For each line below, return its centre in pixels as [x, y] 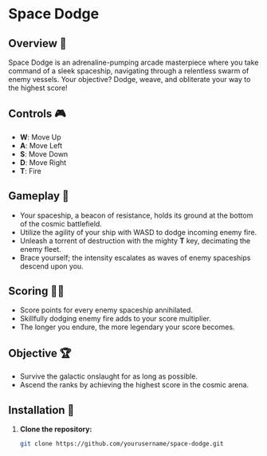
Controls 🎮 [37, 114]
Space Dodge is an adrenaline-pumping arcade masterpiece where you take [133, 62]
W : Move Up [40, 137]
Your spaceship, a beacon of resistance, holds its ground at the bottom [136, 215]
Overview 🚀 [37, 43]
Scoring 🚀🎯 [37, 291]
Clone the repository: [56, 429]
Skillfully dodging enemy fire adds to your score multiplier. [115, 319]
